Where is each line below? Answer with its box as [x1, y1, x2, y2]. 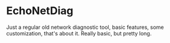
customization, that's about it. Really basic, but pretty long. [6, 29, 152, 37]
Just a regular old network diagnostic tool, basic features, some [6, 24, 164, 31]
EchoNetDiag [6, 4, 74, 18]
